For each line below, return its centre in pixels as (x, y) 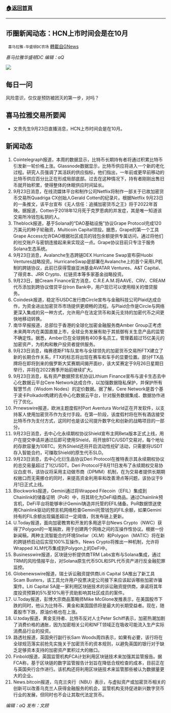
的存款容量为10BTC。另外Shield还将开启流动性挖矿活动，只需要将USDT (88, 446)
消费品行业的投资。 (33, 631)
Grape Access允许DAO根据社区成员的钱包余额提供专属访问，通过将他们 (88, 236)
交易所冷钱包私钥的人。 (38, 217)
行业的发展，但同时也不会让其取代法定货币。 (60, 695)
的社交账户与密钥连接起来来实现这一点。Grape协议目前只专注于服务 (84, 242)
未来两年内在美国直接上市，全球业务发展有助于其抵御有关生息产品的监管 (89, 331)
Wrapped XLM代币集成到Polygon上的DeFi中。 (61, 548)
